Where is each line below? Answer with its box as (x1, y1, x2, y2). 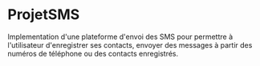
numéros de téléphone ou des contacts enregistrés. (7, 49, 178, 58)
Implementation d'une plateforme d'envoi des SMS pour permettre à (7, 32, 234, 41)
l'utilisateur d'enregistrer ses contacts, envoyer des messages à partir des (7, 40, 253, 49)
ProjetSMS (7, 6, 80, 24)
